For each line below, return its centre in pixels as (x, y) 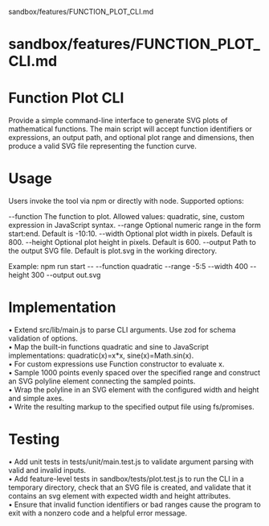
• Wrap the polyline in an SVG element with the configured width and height (134, 389)
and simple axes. (36, 398)
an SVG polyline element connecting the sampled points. (102, 381)
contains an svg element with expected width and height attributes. (120, 495)
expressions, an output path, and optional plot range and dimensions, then (131, 138)
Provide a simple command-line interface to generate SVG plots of (118, 121)
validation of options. (43, 338)
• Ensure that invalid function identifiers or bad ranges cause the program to (134, 504)
